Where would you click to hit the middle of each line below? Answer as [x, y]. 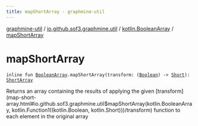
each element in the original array [47, 116]
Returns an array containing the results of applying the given [80, 91]
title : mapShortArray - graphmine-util [56, 12]
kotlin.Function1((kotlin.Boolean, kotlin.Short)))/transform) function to [96, 110]
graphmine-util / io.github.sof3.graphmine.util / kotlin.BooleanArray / [90, 29]
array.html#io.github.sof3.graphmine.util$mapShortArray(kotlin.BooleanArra [99, 103]
